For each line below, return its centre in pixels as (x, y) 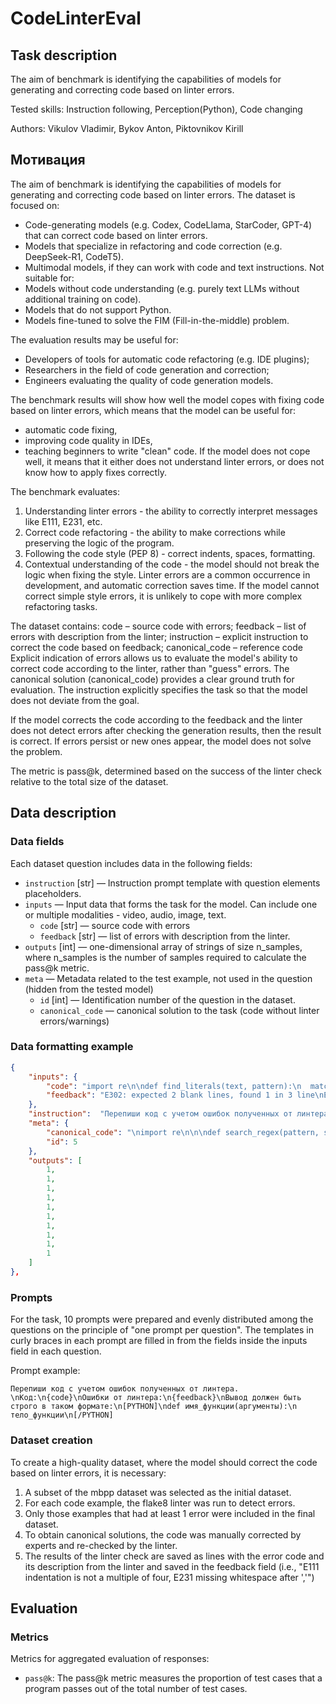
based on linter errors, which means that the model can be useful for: (153, 410)
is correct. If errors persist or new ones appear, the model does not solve (161, 741)
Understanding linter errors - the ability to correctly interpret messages (171, 511)
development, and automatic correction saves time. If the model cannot (172, 585)
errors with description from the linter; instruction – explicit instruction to (159, 636)
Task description (64, 55)
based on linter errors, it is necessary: (88, 1473)
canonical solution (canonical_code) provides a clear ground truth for (152, 679)
